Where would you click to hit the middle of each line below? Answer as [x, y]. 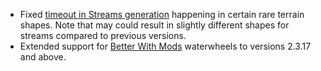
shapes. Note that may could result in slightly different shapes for [154, 25]
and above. [43, 57]
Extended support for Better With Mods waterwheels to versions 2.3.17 [165, 46]
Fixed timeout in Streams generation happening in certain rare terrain [162, 14]
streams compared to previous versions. [103, 35]
